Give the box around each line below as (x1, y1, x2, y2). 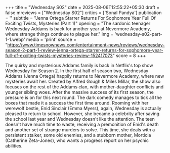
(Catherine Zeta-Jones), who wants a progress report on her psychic (5, 137, 149, 143)
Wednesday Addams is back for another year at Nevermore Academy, (5, 26, 151, 32)
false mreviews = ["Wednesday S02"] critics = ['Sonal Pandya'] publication (5, 10, 162, 16)
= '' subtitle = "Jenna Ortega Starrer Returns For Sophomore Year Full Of (5, 15, 156, 21)
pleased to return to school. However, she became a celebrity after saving (5, 111, 160, 117)
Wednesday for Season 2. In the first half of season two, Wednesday (5, 68, 149, 74)
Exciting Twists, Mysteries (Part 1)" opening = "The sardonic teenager (5, 20, 151, 26)
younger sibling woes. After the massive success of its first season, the (5, 89, 154, 95)
